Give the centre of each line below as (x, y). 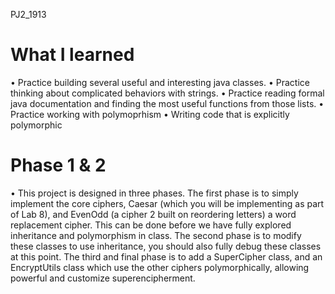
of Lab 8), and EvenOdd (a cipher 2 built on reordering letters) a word (153, 214)
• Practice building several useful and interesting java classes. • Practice (160, 82)
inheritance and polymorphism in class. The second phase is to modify (156, 235)
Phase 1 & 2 (58, 165)
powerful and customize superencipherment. (103, 278)
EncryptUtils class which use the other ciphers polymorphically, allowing (160, 267)
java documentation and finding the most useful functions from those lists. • (167, 103)
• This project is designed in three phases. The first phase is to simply (154, 193)
